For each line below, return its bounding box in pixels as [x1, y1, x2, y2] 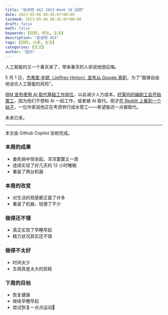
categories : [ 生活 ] [5, 45, 44, 50]
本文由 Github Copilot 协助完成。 [5, 130, 72, 136]
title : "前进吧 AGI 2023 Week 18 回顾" [5, 7, 84, 13]
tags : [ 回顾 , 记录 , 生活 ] [5, 40, 55, 45]
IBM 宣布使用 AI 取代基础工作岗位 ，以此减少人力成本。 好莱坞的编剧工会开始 [5, 91, 161, 97]
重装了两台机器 [12, 169, 43, 175]
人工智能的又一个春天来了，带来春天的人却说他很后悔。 [5, 64, 119, 70]
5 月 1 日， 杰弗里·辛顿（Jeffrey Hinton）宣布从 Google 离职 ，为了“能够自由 [5, 74, 160, 80]
